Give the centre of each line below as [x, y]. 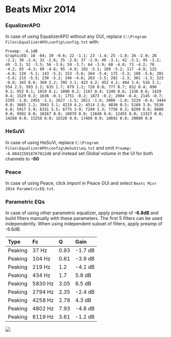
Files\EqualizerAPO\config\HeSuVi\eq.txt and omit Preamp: [69, 148]
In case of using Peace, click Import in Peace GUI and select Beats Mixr [81, 183]
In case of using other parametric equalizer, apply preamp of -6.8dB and [82, 213]
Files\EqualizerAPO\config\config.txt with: [52, 42]
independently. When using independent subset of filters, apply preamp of [84, 224]
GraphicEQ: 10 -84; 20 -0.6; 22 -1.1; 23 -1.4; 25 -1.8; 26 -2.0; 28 [81, 56]
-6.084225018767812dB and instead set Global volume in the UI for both [79, 153]
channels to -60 [22, 159]
